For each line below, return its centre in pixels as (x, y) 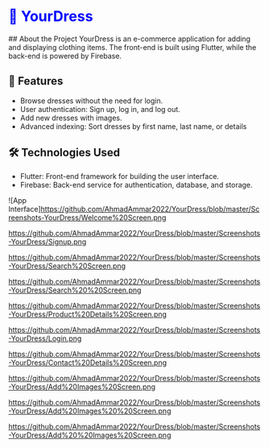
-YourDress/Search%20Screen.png (67, 266)
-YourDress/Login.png (45, 338)
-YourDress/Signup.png (48, 242)
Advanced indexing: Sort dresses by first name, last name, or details (133, 126)
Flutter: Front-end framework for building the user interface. (120, 176)
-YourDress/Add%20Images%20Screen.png (82, 387)
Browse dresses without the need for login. (91, 101)
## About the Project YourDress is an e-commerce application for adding (130, 39)
